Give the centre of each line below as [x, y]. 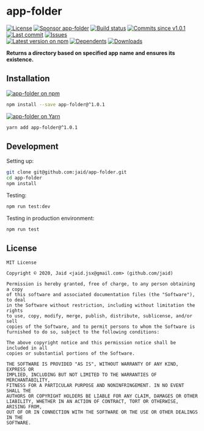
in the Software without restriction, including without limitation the [101, 305]
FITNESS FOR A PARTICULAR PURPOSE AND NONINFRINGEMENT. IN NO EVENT [95, 385]
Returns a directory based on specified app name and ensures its [91, 53]
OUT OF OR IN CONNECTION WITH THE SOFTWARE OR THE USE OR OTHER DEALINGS [102, 412]
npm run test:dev [28, 206]
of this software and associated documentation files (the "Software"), [101, 294]
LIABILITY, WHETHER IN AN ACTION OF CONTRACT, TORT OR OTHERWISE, [93, 401]
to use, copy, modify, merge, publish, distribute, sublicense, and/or [99, 316]
